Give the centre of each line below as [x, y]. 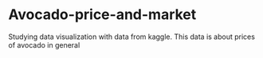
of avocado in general [44, 44]
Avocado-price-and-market [102, 15]
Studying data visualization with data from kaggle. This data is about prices [131, 37]
